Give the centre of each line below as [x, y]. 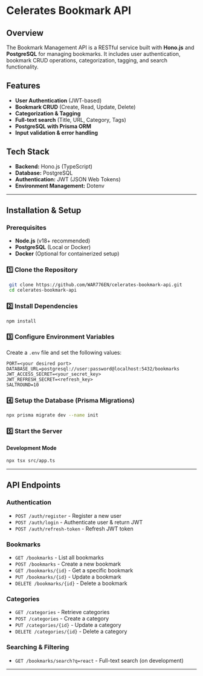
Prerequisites [26, 227]
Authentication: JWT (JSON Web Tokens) [68, 179]
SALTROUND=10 [23, 385]
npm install [21, 321]
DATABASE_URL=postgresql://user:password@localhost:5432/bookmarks [93, 369]
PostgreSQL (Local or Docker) [53, 247]
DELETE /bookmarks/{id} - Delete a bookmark [71, 583]
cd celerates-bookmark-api [43, 290]
